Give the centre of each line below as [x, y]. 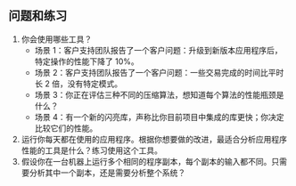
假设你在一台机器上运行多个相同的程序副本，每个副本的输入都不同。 [146, 161]
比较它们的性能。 [66, 128]
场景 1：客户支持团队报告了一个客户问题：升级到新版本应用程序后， [158, 50]
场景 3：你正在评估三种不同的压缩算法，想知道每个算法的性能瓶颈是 [159, 94]
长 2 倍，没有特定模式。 [78, 84]
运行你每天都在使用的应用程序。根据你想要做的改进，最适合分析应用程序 [154, 139]
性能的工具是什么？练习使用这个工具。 [91, 150]
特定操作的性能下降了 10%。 [86, 61]
